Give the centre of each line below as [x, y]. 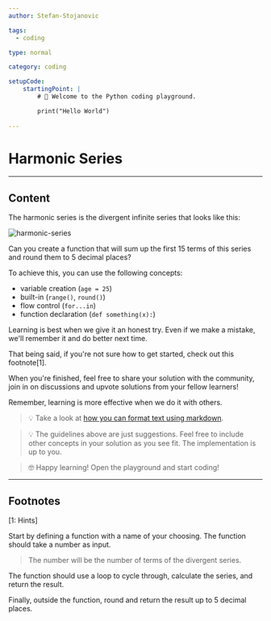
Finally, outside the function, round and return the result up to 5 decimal [128, 600]
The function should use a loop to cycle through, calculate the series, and [131, 576]
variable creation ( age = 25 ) [66, 289]
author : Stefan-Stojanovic [54, 16]
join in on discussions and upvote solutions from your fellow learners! [124, 387]
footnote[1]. [27, 363]
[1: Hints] [23, 520]
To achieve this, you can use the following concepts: [96, 273]
